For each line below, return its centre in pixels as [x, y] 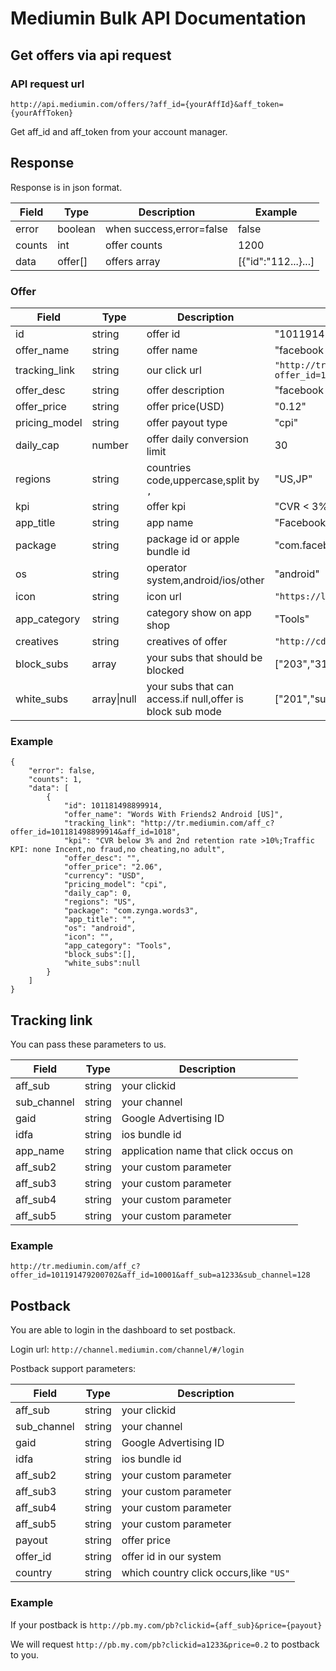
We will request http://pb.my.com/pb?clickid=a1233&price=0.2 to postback [165, 1644]
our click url [174, 370]
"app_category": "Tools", [117, 946]
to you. [25, 1654]
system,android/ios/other [205, 580]
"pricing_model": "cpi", [115, 885]
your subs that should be [204, 657]
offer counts [133, 245]
